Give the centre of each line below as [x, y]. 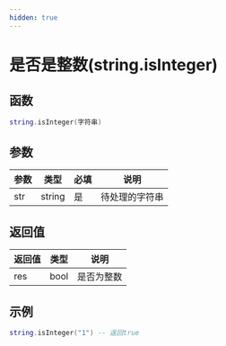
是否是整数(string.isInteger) [113, 65]
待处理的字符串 [132, 197]
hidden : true [34, 18]
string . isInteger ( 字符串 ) [56, 122]
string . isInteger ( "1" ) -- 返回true [74, 333]
